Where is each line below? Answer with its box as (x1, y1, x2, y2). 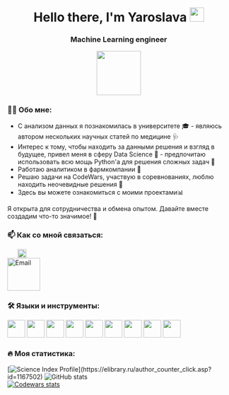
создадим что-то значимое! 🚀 (7, 212, 98, 220)
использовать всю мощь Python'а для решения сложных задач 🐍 (17, 157, 216, 166)
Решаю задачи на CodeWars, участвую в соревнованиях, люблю (17, 172, 214, 181)
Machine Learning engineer (70, 35, 168, 45)
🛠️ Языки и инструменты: (7, 301, 100, 311)
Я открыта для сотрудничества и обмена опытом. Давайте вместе (7, 204, 209, 212)
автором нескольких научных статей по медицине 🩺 (17, 132, 179, 141)
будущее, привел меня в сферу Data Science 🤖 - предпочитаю (17, 149, 206, 159)
